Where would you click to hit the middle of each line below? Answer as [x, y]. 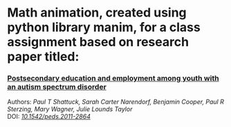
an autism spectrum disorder [57, 87]
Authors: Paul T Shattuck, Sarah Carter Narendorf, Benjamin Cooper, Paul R [116, 102]
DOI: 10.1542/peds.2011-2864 [49, 117]
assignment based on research [98, 42]
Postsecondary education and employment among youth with [113, 79]
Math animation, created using [97, 13]
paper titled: [43, 57]
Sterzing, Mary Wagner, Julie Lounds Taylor [70, 109]
